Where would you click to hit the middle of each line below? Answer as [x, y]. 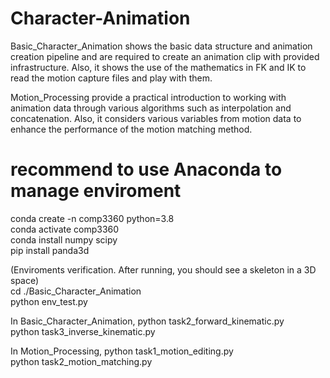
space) [25, 280]
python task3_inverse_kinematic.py [83, 331]
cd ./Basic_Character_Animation [76, 291]
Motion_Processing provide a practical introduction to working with [148, 97]
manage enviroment [96, 191]
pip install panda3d [50, 250]
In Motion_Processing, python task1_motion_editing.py [122, 351]
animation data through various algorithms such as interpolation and [151, 108]
